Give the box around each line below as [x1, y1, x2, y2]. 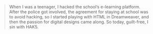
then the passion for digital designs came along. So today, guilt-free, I [9, 19, 149, 25]
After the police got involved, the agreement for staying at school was [9, 9, 149, 15]
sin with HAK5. [9, 24, 39, 30]
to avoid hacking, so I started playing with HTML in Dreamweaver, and [9, 14, 149, 19]
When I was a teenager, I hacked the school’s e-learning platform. [9, 4, 141, 9]
